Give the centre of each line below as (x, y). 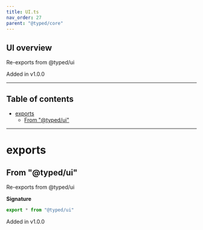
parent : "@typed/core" (35, 23)
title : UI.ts (23, 12)
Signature (19, 199)
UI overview (29, 48)
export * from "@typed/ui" (40, 210)
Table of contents (40, 99)
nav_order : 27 (24, 18)
